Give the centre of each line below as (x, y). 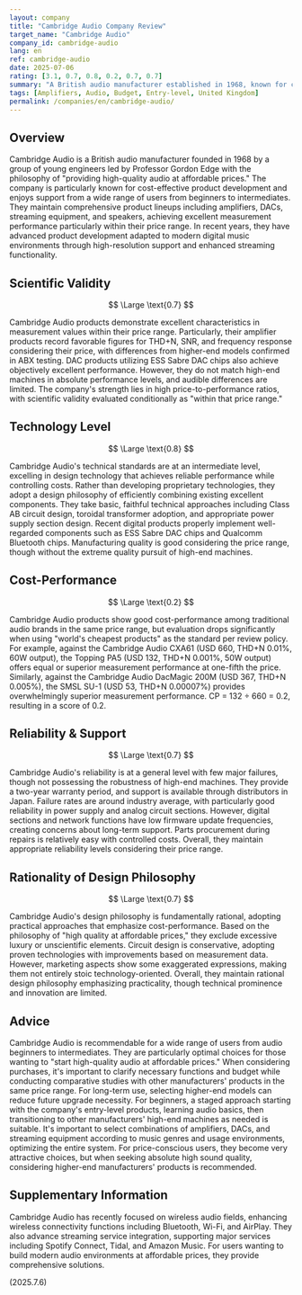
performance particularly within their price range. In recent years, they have (150, 227)
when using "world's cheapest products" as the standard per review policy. (149, 639)
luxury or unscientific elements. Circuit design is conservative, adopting (142, 945)
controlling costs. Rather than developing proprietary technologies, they (142, 485)
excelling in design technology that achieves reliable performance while (142, 475)
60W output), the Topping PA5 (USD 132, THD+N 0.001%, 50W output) (141, 657)
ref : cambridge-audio (50, 59)
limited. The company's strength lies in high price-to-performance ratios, (145, 389)
